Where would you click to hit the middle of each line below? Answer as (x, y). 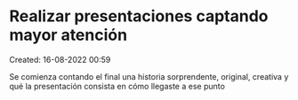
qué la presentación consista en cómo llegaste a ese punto (117, 86)
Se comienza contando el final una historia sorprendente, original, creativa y (149, 76)
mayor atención (68, 35)
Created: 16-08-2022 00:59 (60, 59)
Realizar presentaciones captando (139, 16)
